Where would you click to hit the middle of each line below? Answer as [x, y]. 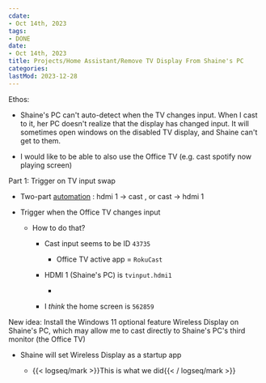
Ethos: [19, 99]
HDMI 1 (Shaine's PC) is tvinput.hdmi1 [108, 274]
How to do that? [59, 228]
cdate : [19, 16]
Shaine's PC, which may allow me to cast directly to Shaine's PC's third [127, 330]
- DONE [19, 38]
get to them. [40, 140]
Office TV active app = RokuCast [110, 259]
